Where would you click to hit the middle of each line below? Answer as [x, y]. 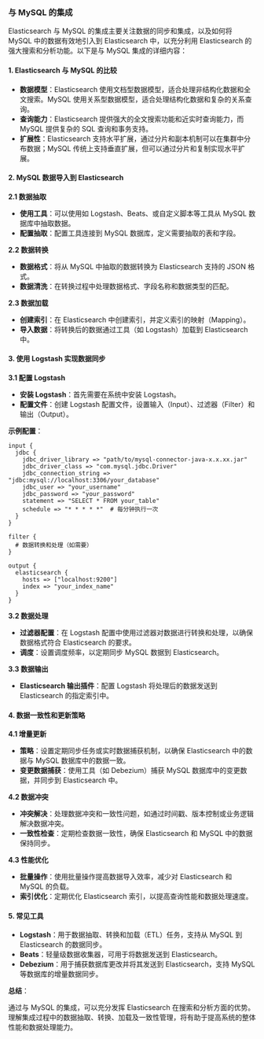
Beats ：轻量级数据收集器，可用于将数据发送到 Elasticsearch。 [121, 955]
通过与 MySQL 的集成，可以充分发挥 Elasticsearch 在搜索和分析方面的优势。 [132, 1008]
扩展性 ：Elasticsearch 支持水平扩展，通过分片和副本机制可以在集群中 [132, 139]
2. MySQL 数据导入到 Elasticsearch [66, 178]
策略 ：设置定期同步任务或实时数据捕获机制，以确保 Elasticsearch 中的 [132, 751]
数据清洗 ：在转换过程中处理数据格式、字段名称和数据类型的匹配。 [126, 286]
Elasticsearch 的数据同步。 [63, 945]
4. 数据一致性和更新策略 [47, 715]
